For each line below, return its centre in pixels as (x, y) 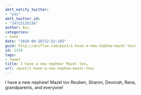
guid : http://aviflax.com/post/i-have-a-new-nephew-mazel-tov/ (71, 46)
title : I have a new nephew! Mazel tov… (47, 64)
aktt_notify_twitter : (27, 9)
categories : (17, 32)
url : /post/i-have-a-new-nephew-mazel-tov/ (50, 69)
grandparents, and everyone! (34, 87)
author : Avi (17, 28)
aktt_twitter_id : (23, 19)
